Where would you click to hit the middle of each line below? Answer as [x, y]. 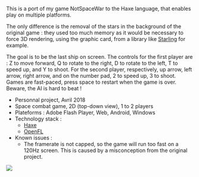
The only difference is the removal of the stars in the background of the [94, 26]
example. [17, 45]
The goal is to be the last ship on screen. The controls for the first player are [99, 57]
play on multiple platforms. [39, 15]
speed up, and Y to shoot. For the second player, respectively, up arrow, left [99, 69]
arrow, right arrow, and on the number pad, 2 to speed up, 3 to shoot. [91, 76]
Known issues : [33, 138]
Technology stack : [38, 119]
